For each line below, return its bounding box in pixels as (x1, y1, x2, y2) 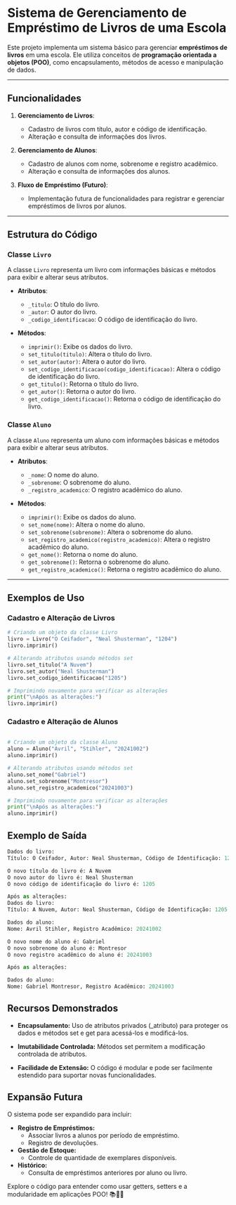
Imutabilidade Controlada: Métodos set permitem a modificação (17, 1042, 206, 1050)
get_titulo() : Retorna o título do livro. (27, 380, 139, 388)
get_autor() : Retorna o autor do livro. (27, 387, 137, 396)
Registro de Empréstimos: (17, 1123, 95, 1132)
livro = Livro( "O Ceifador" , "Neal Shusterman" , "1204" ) (7, 636, 178, 643)
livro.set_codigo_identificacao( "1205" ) (7, 674, 128, 681)
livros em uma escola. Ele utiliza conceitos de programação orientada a (7, 51, 217, 59)
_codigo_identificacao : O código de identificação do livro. (27, 315, 198, 324)
